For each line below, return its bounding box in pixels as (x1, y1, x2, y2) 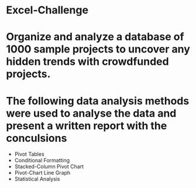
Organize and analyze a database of (6, 30, 184, 44)
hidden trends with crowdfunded (6, 55, 169, 68)
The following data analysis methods (6, 94, 190, 107)
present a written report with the (6, 119, 167, 132)
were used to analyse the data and (6, 106, 177, 120)
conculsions (6, 131, 67, 145)
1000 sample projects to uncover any (6, 43, 190, 56)
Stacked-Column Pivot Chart (14, 163, 84, 170)
